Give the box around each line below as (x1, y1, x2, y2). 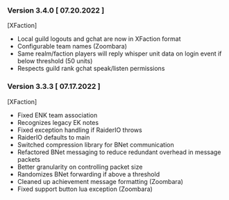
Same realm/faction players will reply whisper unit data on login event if (17, 49, 222, 58)
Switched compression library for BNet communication (17, 140, 175, 149)
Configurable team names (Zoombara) (17, 42, 127, 51)
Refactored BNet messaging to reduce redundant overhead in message (17, 148, 221, 156)
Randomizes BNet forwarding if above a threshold (17, 169, 160, 178)
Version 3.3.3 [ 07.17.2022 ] (7, 82, 101, 92)
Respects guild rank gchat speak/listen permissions (17, 65, 165, 73)
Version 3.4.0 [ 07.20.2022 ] (7, 6, 105, 15)
